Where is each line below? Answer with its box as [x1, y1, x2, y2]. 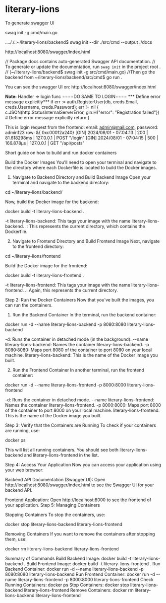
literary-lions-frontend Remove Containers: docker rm [24, 587, 134, 593]
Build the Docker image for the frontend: [5, 262, 88, 269]
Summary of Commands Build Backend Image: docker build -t [5, 555, 132, 561]
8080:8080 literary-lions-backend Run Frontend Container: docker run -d [5, 571, 155, 577]
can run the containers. [5, 302, 53, 308]
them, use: [5, 536, 27, 542]
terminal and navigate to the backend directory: [12, 179, 110, 185]
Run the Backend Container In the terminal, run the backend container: [12, 311, 157, 317]
